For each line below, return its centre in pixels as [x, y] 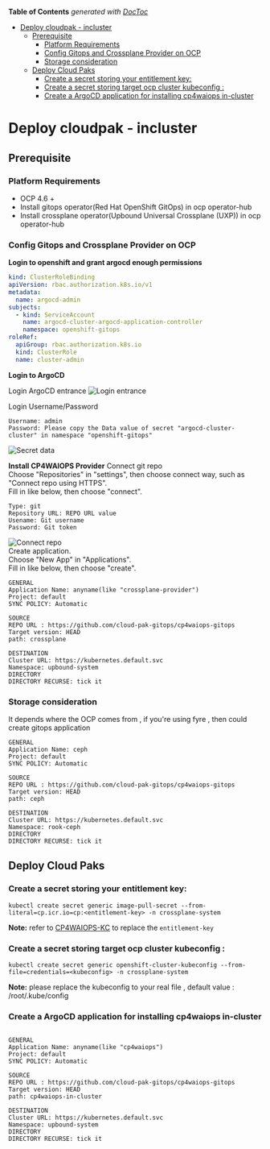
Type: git [25, 506]
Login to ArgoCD [37, 375]
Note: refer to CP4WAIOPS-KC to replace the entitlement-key [111, 927]
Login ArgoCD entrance [47, 391]
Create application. [40, 550]
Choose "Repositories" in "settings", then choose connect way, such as [127, 474]
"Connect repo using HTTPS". [58, 483]
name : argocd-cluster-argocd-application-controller [113, 322]
